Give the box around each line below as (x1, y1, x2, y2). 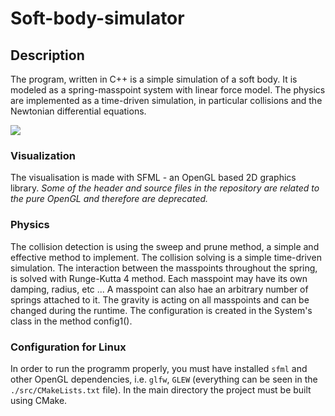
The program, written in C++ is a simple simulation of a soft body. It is (10, 73, 298, 85)
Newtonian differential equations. (10, 105, 147, 117)
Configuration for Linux (10, 340, 127, 354)
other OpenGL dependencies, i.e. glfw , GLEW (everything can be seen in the (10, 373, 318, 385)
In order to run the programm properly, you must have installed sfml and (10, 362, 308, 374)
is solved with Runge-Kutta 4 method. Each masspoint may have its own (10, 272, 308, 284)
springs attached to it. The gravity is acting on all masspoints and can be (10, 293, 310, 306)
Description (10, 47, 85, 64)
